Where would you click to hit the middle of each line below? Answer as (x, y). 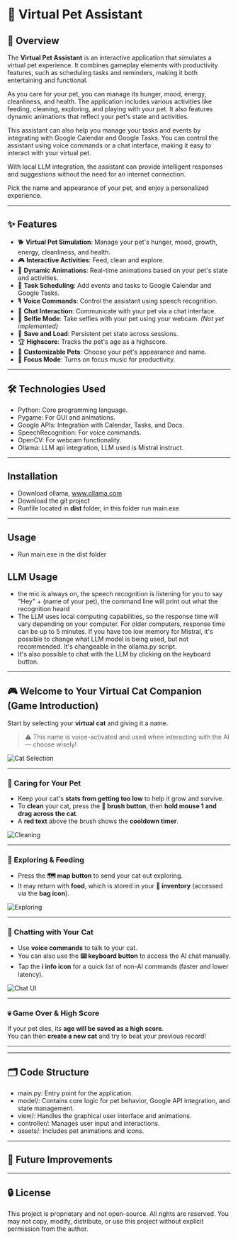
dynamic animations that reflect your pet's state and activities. (98, 117)
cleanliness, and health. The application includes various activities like (110, 101)
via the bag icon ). (43, 893)
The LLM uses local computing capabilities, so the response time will (118, 617)
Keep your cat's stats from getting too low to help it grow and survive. (121, 799)
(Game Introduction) (53, 706)
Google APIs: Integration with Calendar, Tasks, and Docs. (101, 425)
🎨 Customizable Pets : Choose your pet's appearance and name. (112, 352)
